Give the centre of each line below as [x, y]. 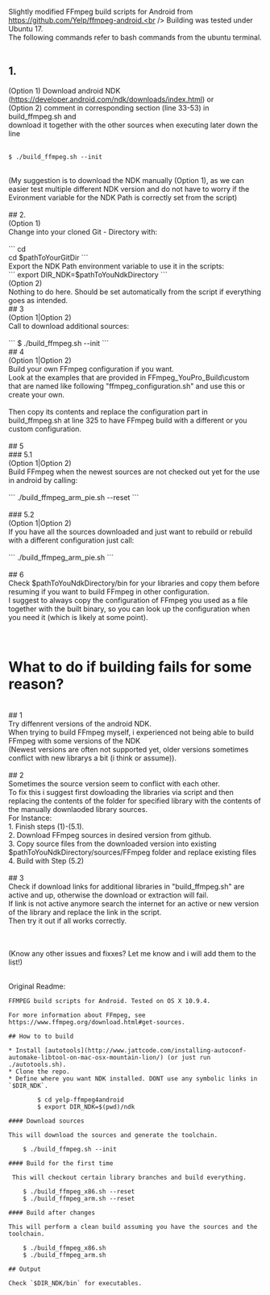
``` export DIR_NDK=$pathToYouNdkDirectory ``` [88, 274]
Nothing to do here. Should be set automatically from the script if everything [135, 291]
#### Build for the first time [61, 1163]
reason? [36, 684]
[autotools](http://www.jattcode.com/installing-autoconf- [145, 1050]
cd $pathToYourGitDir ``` [48, 257]
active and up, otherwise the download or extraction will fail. [108, 895]
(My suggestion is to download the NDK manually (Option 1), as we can [126, 180]
